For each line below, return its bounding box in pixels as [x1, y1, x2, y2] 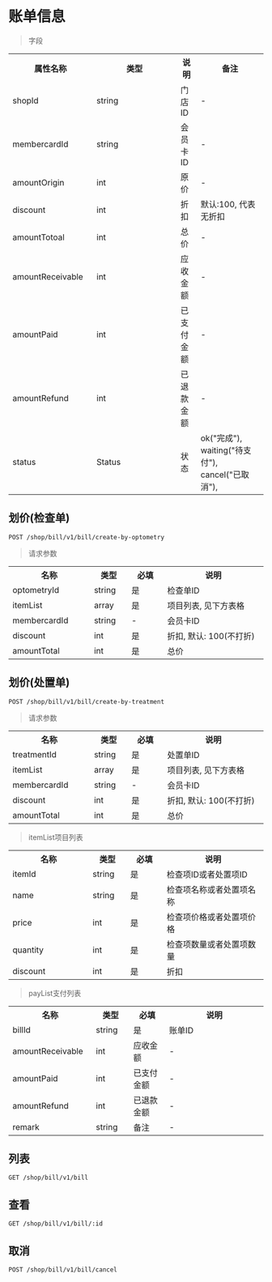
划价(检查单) [8, 511, 70, 525]
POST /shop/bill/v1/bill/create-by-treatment [8, 697, 164, 705]
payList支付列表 [28, 988, 82, 998]
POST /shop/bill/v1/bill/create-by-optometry [8, 533, 164, 541]
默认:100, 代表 [200, 198, 256, 210]
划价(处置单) [8, 675, 70, 689]
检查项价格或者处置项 [166, 911, 249, 922]
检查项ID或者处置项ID [166, 868, 249, 880]
